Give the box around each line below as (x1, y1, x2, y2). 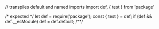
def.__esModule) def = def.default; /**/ (5, 19, 83, 24)
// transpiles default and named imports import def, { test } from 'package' (5, 4, 155, 10)
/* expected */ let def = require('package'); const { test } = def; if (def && (5, 14, 153, 19)
